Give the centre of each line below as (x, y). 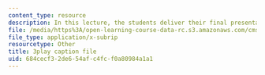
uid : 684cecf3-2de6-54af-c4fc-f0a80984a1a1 (81, 59)
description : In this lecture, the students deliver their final (118, 23)
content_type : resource (47, 15)
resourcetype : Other (42, 45)
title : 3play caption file (52, 52)
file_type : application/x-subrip (63, 37)
